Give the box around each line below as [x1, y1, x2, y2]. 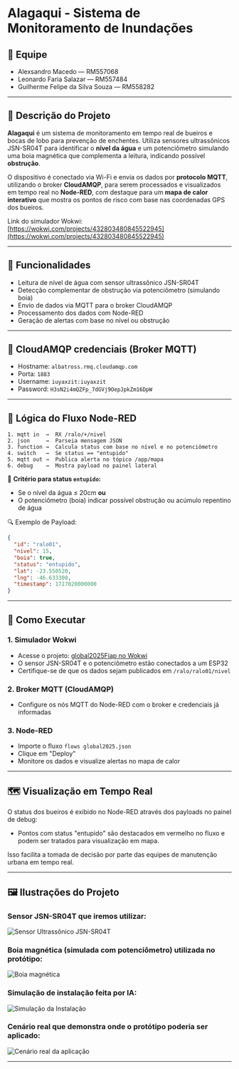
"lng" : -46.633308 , [14, 574, 72, 581]
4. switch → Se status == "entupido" [7, 450, 129, 457]
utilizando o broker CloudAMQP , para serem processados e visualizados [7, 180, 221, 189]
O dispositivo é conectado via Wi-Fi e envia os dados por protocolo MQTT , [7, 172, 228, 181]
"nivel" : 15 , [14, 548, 53, 555]
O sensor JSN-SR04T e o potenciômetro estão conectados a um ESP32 [17, 659, 229, 667]
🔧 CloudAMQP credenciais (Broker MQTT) [7, 343, 197, 355]
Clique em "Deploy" [17, 749, 76, 758]
